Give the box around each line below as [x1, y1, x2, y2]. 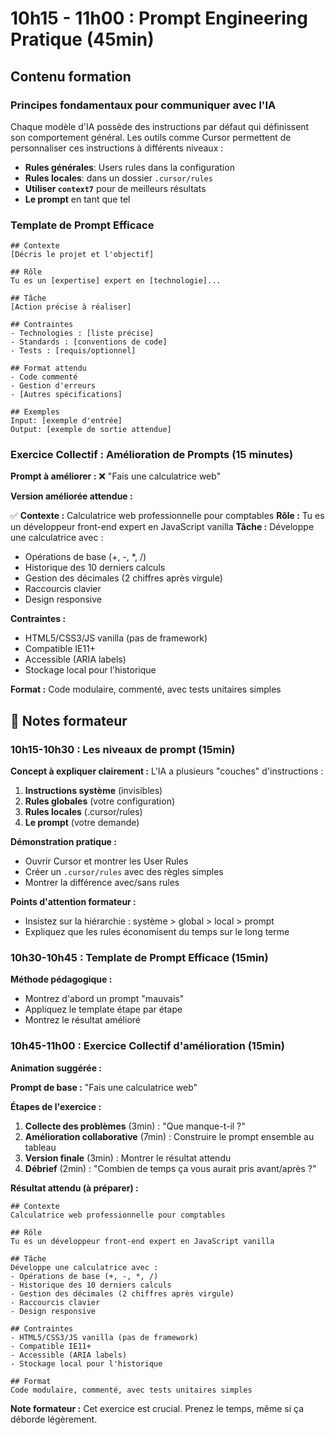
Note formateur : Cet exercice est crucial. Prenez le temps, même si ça [10, 1402, 304, 1414]
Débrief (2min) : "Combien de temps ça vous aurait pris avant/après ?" [24, 1162, 317, 1174]
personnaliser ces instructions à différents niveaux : [10, 142, 224, 154]
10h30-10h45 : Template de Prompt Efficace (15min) [10, 951, 269, 965]
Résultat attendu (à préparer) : [10, 1182, 139, 1194]
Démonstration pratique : [10, 836, 117, 848]
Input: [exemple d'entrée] [10, 416, 123, 426]
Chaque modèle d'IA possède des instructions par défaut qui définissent [10, 120, 310, 132]
